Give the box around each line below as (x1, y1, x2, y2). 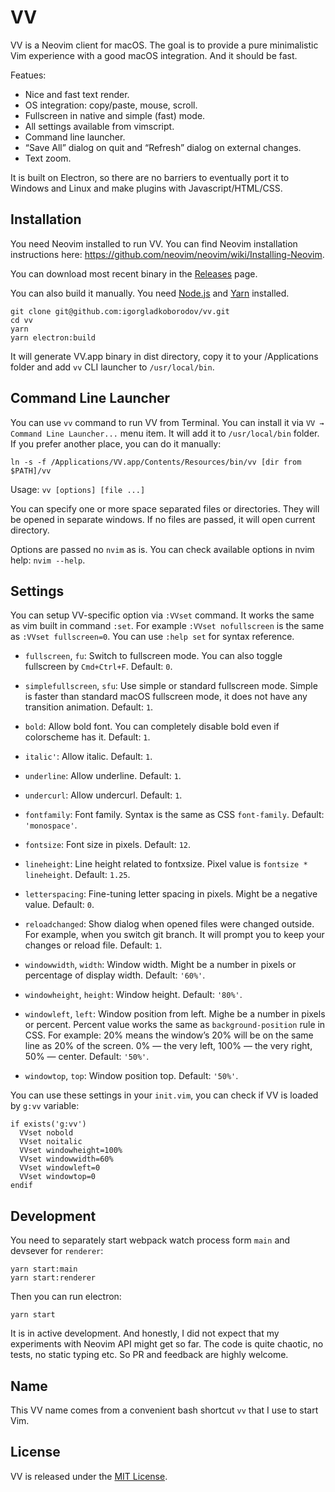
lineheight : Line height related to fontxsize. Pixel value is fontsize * (24, 858, 308, 870)
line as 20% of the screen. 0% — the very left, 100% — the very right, (24, 1040, 313, 1052)
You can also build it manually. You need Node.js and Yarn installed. (10, 287, 290, 299)
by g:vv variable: (10, 1100, 80, 1112)
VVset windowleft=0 (19, 1163, 101, 1173)
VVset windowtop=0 (19, 1172, 97, 1182)
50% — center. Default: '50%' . (24, 1051, 150, 1063)
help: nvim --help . (10, 554, 86, 566)
